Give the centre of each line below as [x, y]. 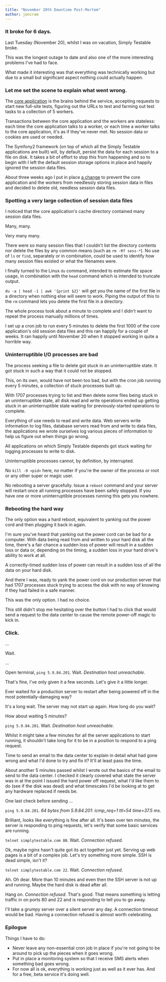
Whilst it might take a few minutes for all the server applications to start [78, 735]
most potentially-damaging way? [38, 697]
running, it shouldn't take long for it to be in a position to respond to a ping [81, 741]
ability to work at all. [26, 555]
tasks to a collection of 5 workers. [40, 111]
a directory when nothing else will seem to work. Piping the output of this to [82, 296]
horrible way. [19, 342]
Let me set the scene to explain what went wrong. [66, 90]
